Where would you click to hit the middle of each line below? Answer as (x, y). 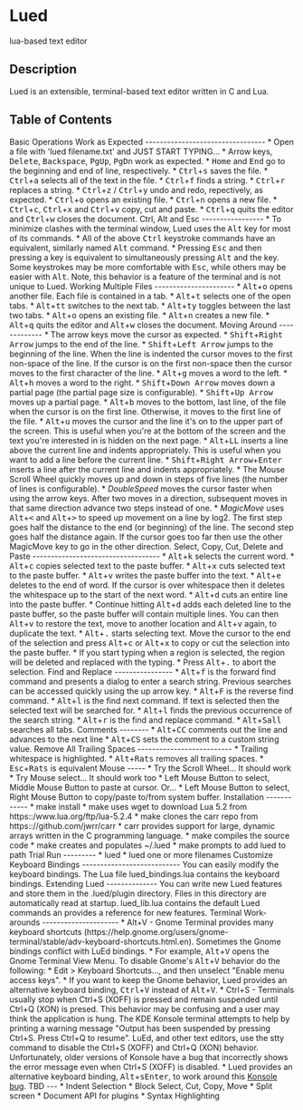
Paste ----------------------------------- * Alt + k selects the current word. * (152, 556)
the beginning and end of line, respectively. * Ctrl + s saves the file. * (139, 170)
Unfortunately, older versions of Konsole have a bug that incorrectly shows (149, 1056)
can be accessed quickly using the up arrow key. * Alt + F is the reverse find (151, 691)
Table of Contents (61, 120)
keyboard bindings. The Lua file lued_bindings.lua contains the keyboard (145, 874)
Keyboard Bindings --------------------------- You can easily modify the (144, 864)
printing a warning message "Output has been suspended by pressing (140, 1028)
